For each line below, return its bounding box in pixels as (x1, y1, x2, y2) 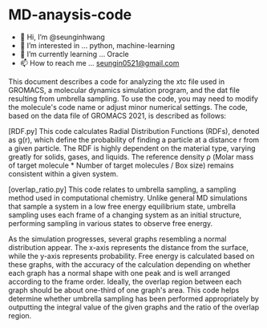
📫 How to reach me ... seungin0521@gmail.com (19, 58, 180, 67)
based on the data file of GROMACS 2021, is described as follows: (8, 111, 227, 120)
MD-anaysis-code (8, 6, 132, 24)
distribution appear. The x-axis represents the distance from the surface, (8, 242, 249, 252)
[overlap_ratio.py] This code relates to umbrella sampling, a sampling (8, 184, 237, 194)
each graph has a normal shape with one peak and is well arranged (8, 268, 231, 277)
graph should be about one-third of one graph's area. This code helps (8, 285, 240, 294)
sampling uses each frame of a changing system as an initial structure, (8, 210, 242, 220)
